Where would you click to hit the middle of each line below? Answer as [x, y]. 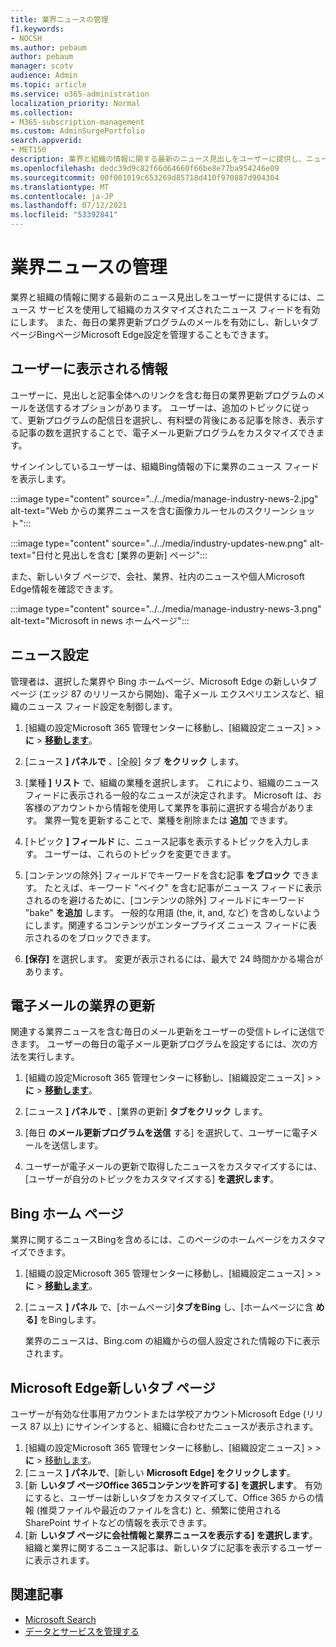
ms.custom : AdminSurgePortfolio [77, 131]
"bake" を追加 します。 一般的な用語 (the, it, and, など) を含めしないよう [173, 912]
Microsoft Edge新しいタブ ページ [113, 1387]
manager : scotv [42, 66]
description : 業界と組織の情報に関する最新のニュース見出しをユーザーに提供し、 [158, 159]
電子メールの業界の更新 [82, 1005]
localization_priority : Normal [75, 103]
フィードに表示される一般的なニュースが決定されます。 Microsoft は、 [168, 795]
